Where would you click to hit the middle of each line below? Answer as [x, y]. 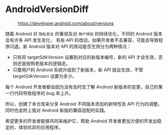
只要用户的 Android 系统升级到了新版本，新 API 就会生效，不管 [78, 70]
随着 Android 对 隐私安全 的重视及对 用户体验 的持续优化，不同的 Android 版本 [84, 33]
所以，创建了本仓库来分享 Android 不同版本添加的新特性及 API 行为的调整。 [84, 104]
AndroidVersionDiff [47, 9]
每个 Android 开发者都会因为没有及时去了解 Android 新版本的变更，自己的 [82, 86]
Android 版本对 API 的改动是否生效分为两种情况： [80, 46]
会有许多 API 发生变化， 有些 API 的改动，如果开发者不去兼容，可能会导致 [82, 40]
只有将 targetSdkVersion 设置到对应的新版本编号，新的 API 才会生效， [85, 57]
